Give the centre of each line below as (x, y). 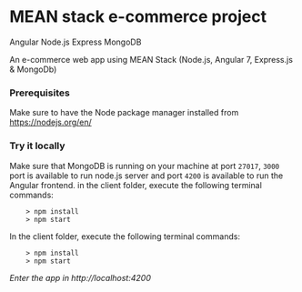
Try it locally (37, 146)
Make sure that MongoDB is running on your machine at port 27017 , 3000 (145, 166)
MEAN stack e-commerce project (138, 17)
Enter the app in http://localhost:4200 (81, 277)
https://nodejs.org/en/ (51, 122)
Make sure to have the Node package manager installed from (124, 113)
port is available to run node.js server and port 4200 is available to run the (146, 176)
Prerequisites (40, 93)
